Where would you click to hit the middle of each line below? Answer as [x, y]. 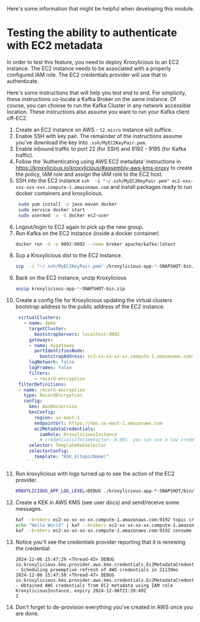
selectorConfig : [49, 451]
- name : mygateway [52, 345]
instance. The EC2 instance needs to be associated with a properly [89, 68]
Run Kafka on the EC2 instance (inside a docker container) [87, 233]
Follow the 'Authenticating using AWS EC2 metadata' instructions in [98, 161]
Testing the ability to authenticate [92, 33]
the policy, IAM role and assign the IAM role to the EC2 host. [89, 174]
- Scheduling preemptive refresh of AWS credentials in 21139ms [97, 570]
